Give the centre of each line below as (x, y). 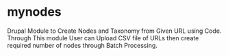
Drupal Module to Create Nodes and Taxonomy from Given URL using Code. (114, 31)
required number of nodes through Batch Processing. (82, 45)
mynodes (34, 12)
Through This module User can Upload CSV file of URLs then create (103, 38)
